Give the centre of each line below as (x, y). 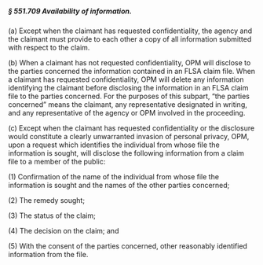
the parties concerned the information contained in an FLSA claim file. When (132, 71)
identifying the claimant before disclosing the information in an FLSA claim (128, 87)
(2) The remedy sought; (46, 200)
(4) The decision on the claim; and (64, 230)
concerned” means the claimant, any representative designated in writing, (128, 104)
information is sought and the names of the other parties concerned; (119, 185)
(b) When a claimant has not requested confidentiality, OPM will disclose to (130, 62)
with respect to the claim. (49, 47)
